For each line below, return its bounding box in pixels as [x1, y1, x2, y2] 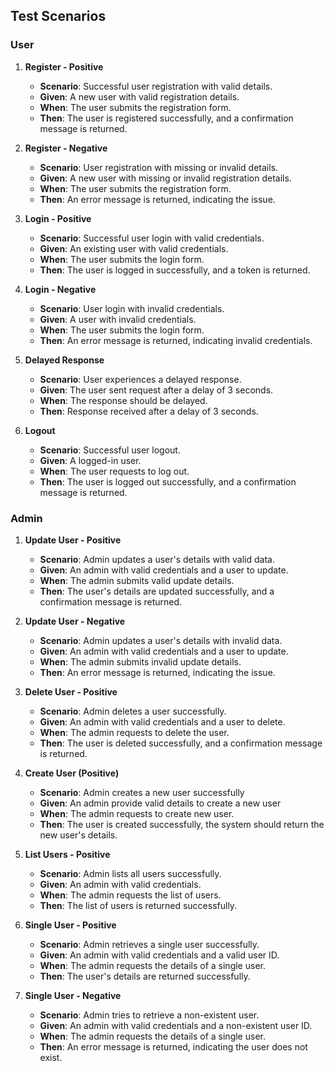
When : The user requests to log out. [39, 465, 190, 477]
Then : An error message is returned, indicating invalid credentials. [39, 334, 313, 346]
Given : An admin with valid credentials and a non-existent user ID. [39, 1019, 313, 1031]
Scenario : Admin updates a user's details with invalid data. [39, 634, 283, 646]
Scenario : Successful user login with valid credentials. [39, 232, 265, 244]
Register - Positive [24, 60, 104, 73]
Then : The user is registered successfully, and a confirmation [39, 112, 294, 124]
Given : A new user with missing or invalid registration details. [39, 172, 292, 184]
